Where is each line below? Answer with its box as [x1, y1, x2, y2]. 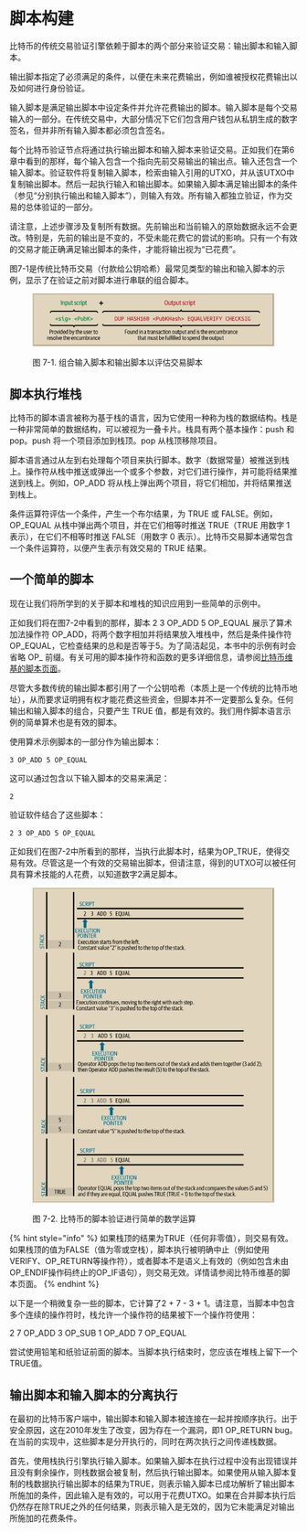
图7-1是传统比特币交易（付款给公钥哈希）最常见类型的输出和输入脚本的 [9, 262, 278, 274]
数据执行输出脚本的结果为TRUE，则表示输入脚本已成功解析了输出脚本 [33, 1478, 295, 1490]
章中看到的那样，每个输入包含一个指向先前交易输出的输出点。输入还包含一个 [9, 155, 298, 166]
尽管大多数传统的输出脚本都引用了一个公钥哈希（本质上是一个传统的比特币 [9, 682, 290, 693]
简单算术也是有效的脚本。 [25, 717, 122, 728]
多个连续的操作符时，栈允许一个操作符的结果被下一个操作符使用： [9, 1309, 258, 1321]
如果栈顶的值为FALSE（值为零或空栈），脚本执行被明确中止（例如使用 [9, 1244, 270, 1255]
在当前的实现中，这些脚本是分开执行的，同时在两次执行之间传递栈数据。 [9, 1436, 281, 1447]
